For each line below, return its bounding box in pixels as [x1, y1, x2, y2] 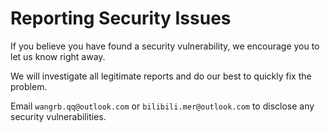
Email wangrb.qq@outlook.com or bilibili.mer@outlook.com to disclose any [10, 100, 315, 112]
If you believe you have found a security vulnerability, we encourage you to [10, 40, 320, 52]
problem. [10, 80, 48, 92]
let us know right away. [10, 50, 106, 62]
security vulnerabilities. [10, 110, 107, 122]
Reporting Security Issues [10, 7, 232, 30]
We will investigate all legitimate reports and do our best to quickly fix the [10, 70, 312, 82]
